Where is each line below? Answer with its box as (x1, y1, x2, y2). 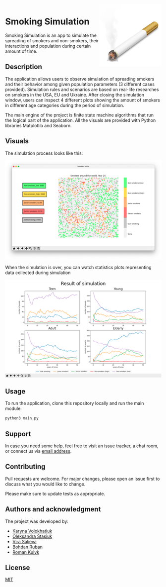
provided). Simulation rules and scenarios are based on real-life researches (5, 86, 159, 93)
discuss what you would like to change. (5, 481, 86, 487)
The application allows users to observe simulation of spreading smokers (5, 76, 155, 82)
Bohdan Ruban (12, 544, 43, 550)
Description (5, 63, 42, 71)
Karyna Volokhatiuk (12, 528, 53, 534)
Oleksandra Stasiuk (12, 533, 53, 539)
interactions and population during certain (5, 43, 91, 49)
